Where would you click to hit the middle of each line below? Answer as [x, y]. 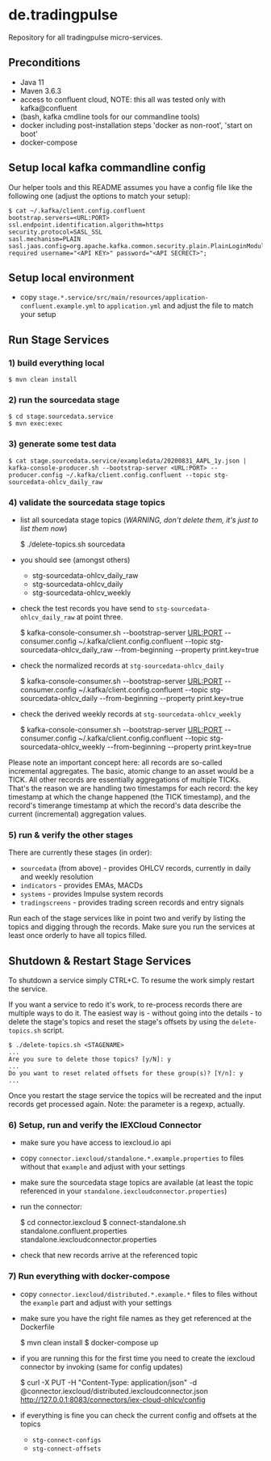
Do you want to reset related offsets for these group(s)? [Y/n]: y [126, 1074]
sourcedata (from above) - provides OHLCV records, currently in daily [135, 868]
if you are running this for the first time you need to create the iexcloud [138, 1358]
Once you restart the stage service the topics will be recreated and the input [135, 1096]
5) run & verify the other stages [71, 834]
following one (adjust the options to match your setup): [100, 196]
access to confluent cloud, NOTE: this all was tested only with [123, 99]
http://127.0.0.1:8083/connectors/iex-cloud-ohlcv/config [113, 1400]
